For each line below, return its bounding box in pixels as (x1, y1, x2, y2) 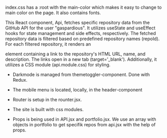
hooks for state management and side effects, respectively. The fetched (5, 30, 156, 36)
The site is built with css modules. (12, 107, 84, 112)
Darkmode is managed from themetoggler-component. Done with (12, 72, 150, 78)
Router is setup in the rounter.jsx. (12, 96, 82, 102)
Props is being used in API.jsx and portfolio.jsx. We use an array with (12, 116, 156, 122)
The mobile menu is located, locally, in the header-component (12, 87, 143, 93)
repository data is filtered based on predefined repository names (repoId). (5, 36, 160, 42)
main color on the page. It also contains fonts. (5, 10, 101, 16)
